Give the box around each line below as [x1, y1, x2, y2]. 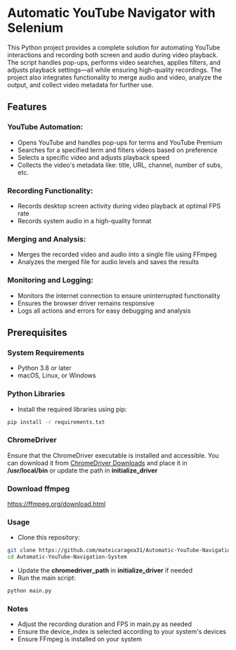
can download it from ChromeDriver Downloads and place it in [7, 458, 188, 467]
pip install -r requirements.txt [7, 418, 105, 425]
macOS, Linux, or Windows [17, 371, 96, 380]
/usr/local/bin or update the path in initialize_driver [7, 466, 158, 475]
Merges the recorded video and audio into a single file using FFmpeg [17, 250, 217, 258]
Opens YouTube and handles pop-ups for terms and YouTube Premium [17, 138, 223, 146]
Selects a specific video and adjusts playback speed [17, 153, 170, 161]
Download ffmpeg [7, 484, 70, 494]
